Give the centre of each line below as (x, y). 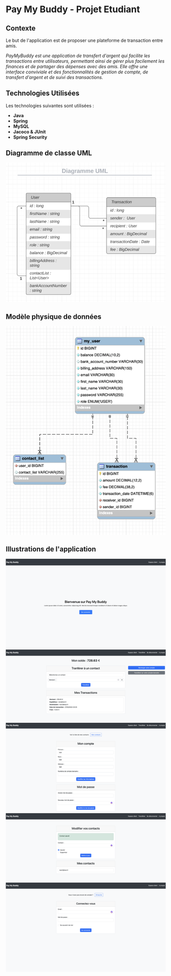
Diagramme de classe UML (49, 153)
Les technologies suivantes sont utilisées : (50, 105)
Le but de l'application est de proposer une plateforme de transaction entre (84, 40)
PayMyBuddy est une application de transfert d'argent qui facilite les (78, 56)
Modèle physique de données (54, 317)
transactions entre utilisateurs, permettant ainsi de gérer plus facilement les (85, 61)
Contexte (21, 28)
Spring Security (30, 137)
